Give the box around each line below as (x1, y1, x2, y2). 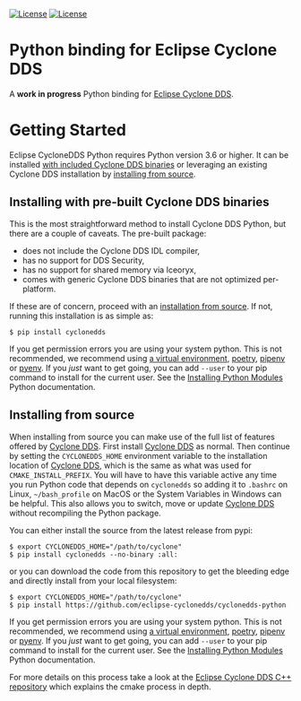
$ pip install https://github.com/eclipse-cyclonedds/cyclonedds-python (9, 601, 287, 610)
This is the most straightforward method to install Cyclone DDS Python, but (9, 218, 287, 229)
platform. (21, 283, 56, 294)
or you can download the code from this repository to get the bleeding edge (9, 566, 289, 576)
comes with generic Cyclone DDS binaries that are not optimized (21, 273, 262, 284)
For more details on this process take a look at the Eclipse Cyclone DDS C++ (9, 671, 292, 682)
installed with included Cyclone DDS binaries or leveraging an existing (9, 159, 268, 169)
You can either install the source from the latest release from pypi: (9, 524, 254, 535)
